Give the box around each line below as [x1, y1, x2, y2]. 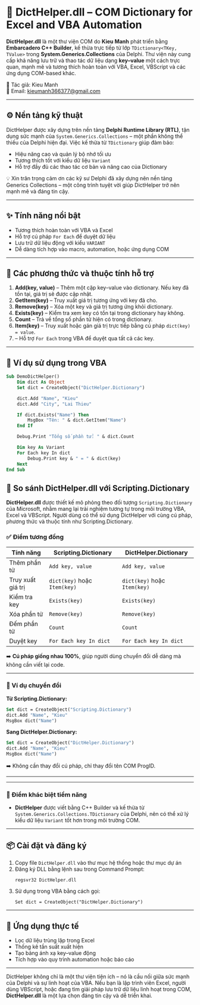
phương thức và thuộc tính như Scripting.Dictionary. [6, 518, 133, 525]
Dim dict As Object [17, 379, 65, 386]
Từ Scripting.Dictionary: [6, 695, 67, 702]
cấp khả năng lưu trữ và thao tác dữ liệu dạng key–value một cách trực [6, 57, 180, 64]
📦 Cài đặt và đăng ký [6, 840, 87, 850]
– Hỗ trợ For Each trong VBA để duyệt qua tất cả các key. [14, 335, 155, 342]
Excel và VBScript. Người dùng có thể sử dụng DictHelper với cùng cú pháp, [6, 511, 192, 519]
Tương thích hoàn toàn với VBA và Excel [14, 226, 113, 233]
